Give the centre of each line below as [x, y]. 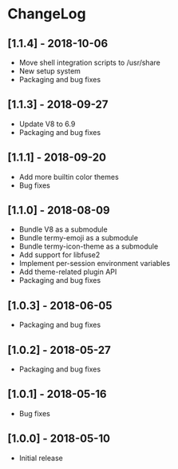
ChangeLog [47, 14]
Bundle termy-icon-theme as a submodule [89, 246]
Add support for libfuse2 [59, 255]
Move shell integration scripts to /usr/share [89, 62]
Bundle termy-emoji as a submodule [79, 238]
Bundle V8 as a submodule [63, 229]
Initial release [41, 458]
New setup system [50, 71]
